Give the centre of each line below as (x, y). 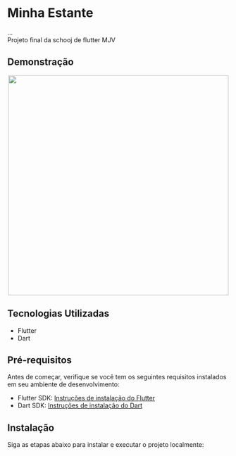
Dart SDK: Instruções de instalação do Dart (80, 405)
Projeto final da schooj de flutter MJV (62, 39)
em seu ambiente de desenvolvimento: (63, 384)
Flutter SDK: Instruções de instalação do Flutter (86, 398)
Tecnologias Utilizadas (58, 313)
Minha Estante (50, 13)
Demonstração (41, 62)
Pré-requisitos (40, 360)
